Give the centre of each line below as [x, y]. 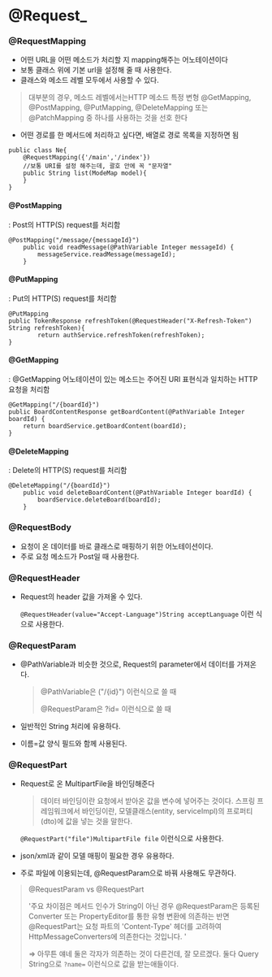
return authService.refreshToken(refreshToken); [121, 335]
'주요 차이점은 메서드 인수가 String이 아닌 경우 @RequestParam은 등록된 [144, 906]
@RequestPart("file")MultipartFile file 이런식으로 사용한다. [122, 839]
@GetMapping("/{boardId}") [54, 405]
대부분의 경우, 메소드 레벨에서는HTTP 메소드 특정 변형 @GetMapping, [140, 98]
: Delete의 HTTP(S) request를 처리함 [68, 471]
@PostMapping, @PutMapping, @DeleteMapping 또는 [118, 107]
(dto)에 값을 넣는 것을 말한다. [86, 821]
